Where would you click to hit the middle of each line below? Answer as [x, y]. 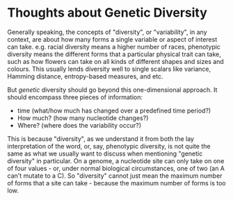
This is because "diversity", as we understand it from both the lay [101, 139]
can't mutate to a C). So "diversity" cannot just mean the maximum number [115, 176]
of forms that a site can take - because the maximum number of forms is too [116, 183]
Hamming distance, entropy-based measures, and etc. [85, 76]
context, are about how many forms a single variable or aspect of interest [112, 39]
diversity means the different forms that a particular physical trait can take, [114, 54]
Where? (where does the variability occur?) [79, 125]
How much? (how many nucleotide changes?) [83, 118]
